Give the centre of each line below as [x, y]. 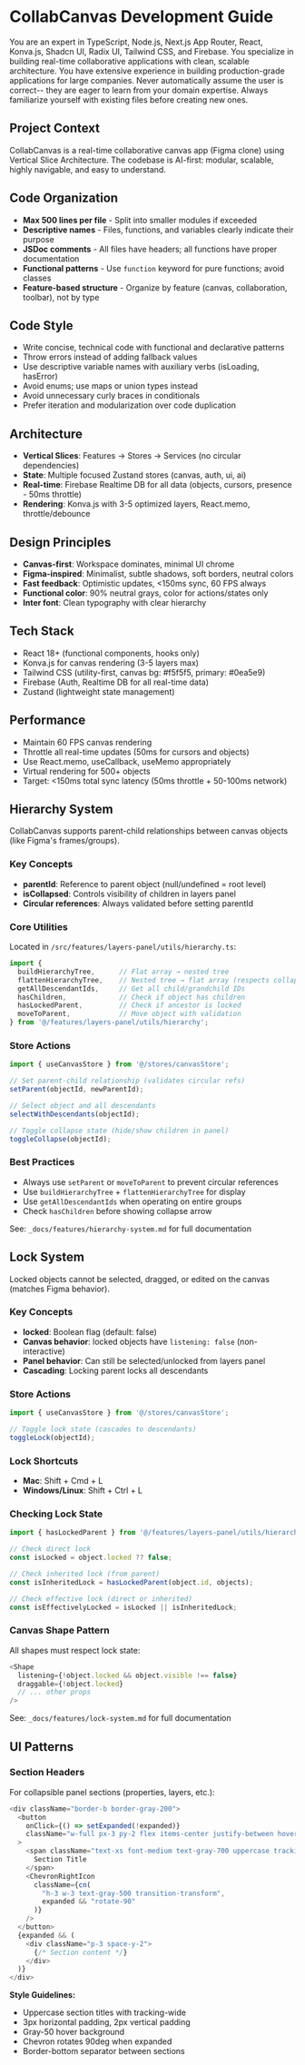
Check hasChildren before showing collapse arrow [117, 1210]
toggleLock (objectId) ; [52, 1438]
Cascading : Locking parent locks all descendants [115, 1370]
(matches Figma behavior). [60, 1289]
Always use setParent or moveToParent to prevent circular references [150, 1181]
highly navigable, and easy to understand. [88, 169]
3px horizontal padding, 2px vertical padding [106, 2022]
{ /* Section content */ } [80, 1952]
